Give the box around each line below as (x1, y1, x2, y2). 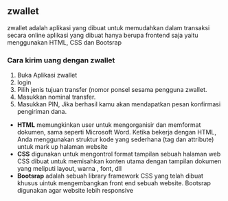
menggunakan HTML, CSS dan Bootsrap (7, 38, 122, 47)
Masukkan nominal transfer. (16, 93, 96, 102)
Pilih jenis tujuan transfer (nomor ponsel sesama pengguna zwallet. (16, 86, 207, 94)
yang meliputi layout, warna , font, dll (16, 165, 122, 173)
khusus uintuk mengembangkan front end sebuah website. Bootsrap (16, 179, 211, 187)
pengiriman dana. (16, 108, 67, 116)
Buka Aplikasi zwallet (16, 71, 78, 80)
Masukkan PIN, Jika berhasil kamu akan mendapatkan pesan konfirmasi (16, 100, 221, 108)
